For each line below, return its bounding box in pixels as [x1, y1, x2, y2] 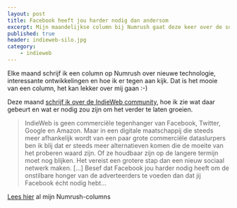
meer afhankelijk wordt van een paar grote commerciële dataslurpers [24, 133, 226, 142]
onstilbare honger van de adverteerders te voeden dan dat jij [24, 171, 201, 180]
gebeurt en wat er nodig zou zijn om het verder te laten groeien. [7, 105, 193, 114]
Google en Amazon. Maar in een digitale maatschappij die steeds [24, 126, 214, 135]
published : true [7, 30, 55, 37]
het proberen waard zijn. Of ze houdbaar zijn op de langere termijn [24, 149, 219, 157]
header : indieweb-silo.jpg [7, 37, 87, 44]
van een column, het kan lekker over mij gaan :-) [7, 84, 148, 92]
